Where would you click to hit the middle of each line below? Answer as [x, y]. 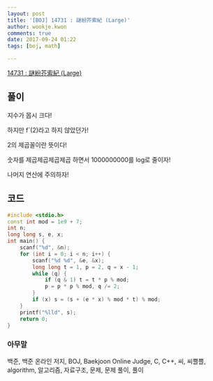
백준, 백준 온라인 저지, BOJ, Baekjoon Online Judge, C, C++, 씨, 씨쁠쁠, [106, 361]
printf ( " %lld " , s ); [48, 312]
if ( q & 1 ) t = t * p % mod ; [87, 280]
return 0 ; [34, 319]
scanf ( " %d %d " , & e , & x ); [68, 260]
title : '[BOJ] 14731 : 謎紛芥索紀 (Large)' [69, 20]
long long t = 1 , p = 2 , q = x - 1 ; [86, 267]
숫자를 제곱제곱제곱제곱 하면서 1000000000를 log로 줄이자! [89, 159]
